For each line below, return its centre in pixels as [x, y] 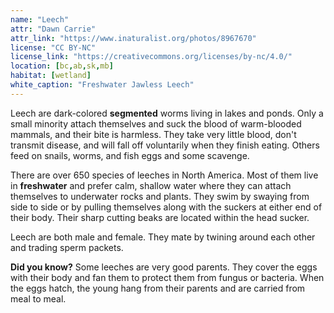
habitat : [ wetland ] [51, 76]
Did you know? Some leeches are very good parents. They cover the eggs [164, 267]
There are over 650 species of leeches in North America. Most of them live [164, 175]
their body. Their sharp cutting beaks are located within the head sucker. [160, 217]
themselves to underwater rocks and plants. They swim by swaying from [160, 196]
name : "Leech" [40, 19]
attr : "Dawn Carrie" [53, 29]
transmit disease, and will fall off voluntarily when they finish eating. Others [165, 145]
